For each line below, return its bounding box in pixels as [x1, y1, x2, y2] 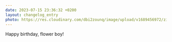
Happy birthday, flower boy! [5, 31, 64, 37]
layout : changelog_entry [5, 12, 58, 17]
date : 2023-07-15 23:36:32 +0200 [5, 7, 77, 13]
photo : [5, 17, 19, 22]
